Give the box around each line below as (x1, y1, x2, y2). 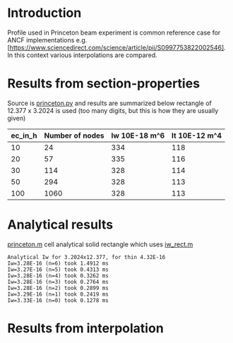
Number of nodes (44, 131, 104, 140)
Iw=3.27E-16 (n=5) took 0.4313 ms (7, 266, 109, 273)
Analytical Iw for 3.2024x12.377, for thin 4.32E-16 (7, 253, 166, 260)
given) (7, 114, 26, 122)
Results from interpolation (7, 320, 164, 336)
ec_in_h (11, 131, 37, 140)
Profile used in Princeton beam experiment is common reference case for (7, 28, 221, 37)
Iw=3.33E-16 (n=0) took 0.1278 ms (7, 296, 109, 304)
